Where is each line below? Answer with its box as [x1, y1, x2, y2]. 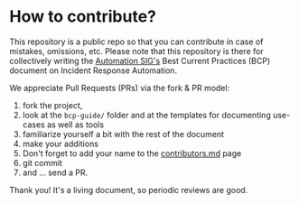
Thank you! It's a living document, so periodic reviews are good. [9, 184, 248, 195]
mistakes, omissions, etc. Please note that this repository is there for [9, 45, 264, 56]
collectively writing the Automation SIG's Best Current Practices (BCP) [9, 55, 271, 66]
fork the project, [22, 99, 83, 110]
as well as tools [46, 119, 105, 130]
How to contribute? [9, 6, 156, 27]
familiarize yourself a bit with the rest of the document [22, 128, 224, 139]
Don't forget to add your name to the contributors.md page [22, 147, 242, 159]
